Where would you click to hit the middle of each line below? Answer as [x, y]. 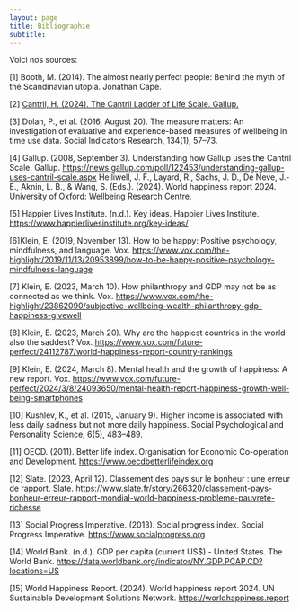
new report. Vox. [40, 379]
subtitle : [28, 34]
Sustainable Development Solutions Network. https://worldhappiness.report [150, 598]
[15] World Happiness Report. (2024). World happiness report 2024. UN [142, 589]
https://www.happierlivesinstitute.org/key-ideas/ [99, 223]
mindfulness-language [51, 270]
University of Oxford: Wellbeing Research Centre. [101, 196]
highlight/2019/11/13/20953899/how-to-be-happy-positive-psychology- [142, 260]
